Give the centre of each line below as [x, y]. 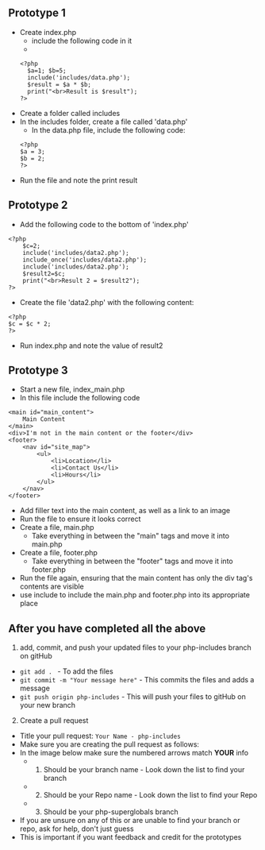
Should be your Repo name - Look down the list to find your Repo [150, 795]
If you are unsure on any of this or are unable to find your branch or [130, 821]
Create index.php [48, 32]
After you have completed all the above [107, 628]
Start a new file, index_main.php [72, 389]
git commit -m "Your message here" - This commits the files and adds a [137, 680]
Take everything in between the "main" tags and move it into [131, 536]
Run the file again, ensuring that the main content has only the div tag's [136, 578]
